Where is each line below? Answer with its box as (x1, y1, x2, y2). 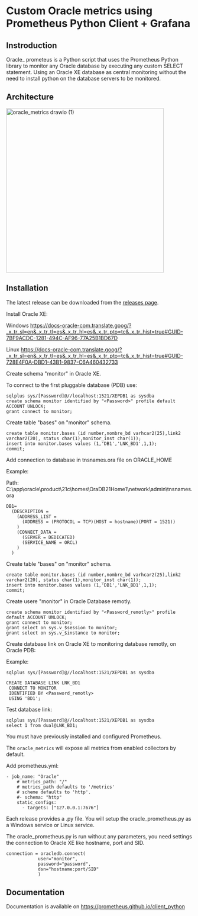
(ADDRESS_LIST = (17, 514, 57, 520)
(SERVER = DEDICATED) (21, 534, 76, 540)
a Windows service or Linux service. (6, 821, 95, 828)
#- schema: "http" (17, 794, 62, 800)
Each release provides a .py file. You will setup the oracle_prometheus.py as (6, 815, 191, 822)
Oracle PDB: (6, 646, 36, 654)
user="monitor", (37, 856, 78, 861)
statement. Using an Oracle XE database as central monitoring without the (6, 69, 187, 75)
